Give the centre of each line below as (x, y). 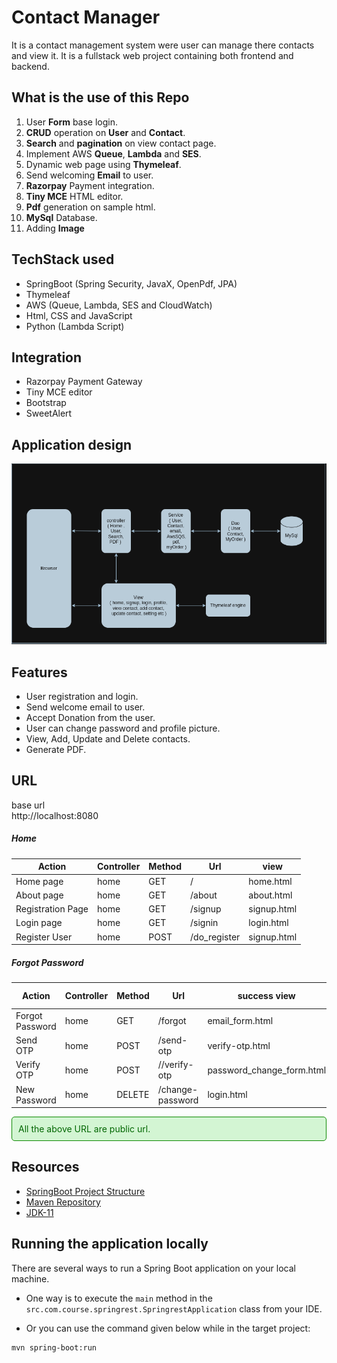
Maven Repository (63, 1202)
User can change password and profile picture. (123, 728)
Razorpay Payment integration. (90, 185)
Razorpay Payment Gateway (84, 382)
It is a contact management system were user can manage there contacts (163, 45)
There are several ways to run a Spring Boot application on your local (153, 1268)
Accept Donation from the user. (90, 718)
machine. (30, 1278)
